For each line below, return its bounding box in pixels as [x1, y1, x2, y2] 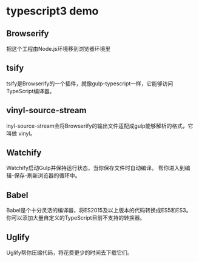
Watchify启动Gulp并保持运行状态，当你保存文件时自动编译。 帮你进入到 [6, 165, 185, 172]
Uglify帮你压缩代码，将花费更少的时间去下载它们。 [6, 249, 133, 257]
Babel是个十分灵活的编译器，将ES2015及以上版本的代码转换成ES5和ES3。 [6, 207, 192, 214]
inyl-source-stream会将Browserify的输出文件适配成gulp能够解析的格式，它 [6, 122, 194, 129]
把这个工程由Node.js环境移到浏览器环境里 [6, 45, 111, 52]
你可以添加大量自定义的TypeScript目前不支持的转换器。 [6, 214, 146, 221]
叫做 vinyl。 [6, 129, 36, 137]
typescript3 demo [6, 4, 99, 18]
